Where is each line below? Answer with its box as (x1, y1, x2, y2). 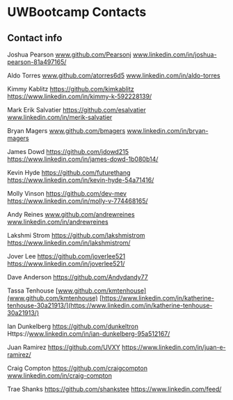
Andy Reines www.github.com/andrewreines (7, 210, 135, 218)
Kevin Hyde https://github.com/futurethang (7, 169, 131, 176)
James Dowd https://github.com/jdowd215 (7, 148, 129, 155)
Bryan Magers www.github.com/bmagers (7, 127, 126, 134)
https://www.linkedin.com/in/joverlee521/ (7, 259, 125, 268)
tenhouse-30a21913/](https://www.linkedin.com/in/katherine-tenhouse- (7, 301, 213, 309)
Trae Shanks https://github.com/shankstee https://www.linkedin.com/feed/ (7, 385, 222, 393)
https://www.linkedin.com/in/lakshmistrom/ (7, 238, 131, 247)
